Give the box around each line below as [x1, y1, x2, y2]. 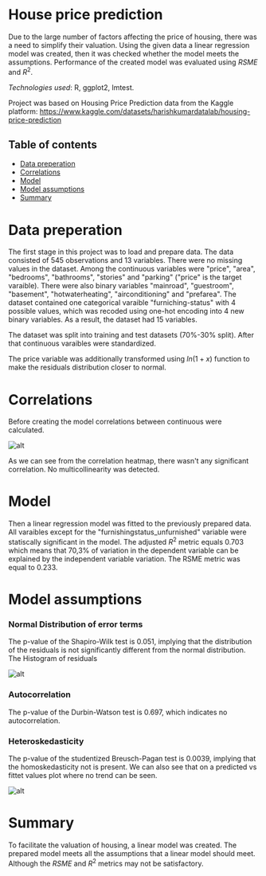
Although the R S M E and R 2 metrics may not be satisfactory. [8, 857, 205, 868]
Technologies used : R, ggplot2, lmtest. [8, 82, 135, 92]
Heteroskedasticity [8, 735, 84, 746]
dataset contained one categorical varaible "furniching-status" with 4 [8, 298, 237, 307]
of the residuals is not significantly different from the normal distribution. [8, 645, 246, 655]
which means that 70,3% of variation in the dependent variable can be [8, 546, 239, 555]
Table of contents [8, 138, 97, 151]
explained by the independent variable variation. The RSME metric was [8, 553, 241, 563]
